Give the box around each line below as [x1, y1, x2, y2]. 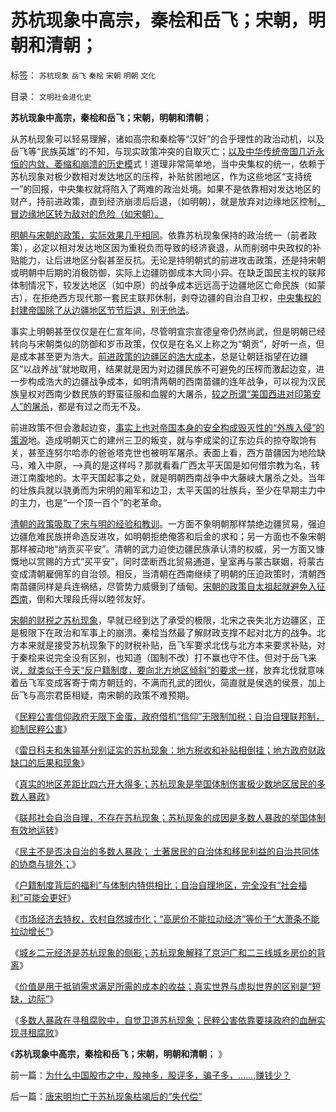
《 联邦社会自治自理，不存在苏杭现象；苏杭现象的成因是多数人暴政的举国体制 [10, 811, 326, 823]
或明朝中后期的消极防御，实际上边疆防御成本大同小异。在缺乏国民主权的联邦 [10, 266, 326, 278]
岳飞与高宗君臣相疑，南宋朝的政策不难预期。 [10, 689, 195, 701]
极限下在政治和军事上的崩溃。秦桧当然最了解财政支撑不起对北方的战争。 [18, 626, 317, 638]
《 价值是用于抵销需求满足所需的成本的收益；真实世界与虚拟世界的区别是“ [10, 980, 313, 992]
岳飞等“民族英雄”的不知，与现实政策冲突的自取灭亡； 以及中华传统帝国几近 [10, 145, 317, 157]
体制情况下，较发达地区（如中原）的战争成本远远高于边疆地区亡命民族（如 [10, 279, 317, 291]
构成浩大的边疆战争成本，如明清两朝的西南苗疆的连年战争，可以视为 [27, 375, 308, 387]
